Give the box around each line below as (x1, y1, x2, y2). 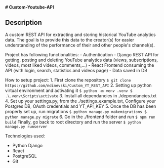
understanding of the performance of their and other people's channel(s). (5, 42, 155, 48)
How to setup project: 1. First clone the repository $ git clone (5, 77, 131, 83)
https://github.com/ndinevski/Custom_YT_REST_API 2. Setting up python (5, 82, 152, 88)
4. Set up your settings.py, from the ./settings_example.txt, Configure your (5, 98, 156, 104)
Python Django (12, 142, 43, 148)
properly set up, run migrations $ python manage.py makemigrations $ (5, 108, 147, 114)
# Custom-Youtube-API (5, 4, 54, 10)
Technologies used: (5, 133, 45, 139)
